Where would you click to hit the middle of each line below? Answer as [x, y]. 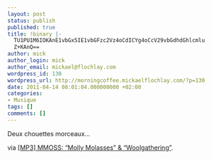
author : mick [27, 54]
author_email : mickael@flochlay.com [62, 67]
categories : [25, 93]
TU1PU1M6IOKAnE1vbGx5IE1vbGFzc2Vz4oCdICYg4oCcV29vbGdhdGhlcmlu [109, 41]
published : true [31, 27]
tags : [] [20, 107]
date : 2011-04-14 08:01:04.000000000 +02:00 [74, 87]
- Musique [22, 101]
